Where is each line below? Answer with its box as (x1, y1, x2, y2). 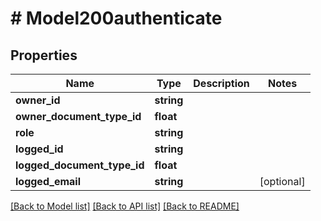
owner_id (15, 93, 61, 107)
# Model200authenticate (10, 7, 223, 30)
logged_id (15, 142, 64, 156)
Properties (10, 47, 78, 64)
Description (193, 77, 250, 90)
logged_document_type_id (15, 158, 145, 172)
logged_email (15, 175, 81, 188)
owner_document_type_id (15, 110, 142, 123)
